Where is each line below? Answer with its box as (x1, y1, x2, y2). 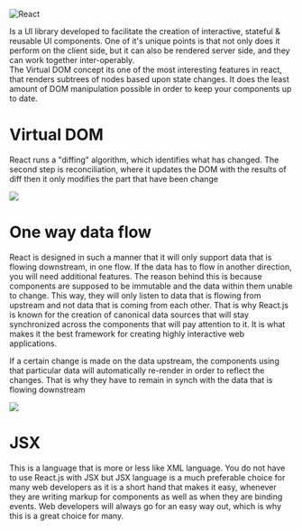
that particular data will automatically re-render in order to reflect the (9, 365, 265, 376)
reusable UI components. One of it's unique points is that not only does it (9, 36, 280, 46)
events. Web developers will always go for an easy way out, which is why (9, 500, 282, 511)
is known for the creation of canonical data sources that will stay (9, 309, 250, 320)
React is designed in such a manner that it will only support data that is (9, 251, 272, 262)
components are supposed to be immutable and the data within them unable (9, 280, 293, 291)
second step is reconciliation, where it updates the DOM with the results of (9, 163, 287, 175)
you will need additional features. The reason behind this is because (9, 270, 263, 281)
